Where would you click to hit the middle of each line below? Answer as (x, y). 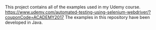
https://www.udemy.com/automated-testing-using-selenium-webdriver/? (78, 12)
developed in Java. (24, 22)
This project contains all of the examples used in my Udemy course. (73, 7)
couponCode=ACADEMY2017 (35, 17)
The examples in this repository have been (108, 17)
